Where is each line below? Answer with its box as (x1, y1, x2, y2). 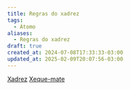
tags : (7, 17, 23, 24)
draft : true (7, 43, 42, 50)
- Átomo (13, 23, 36, 30)
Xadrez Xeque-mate (7, 75, 65, 83)
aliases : (7, 29, 33, 37)
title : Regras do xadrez (7, 10, 80, 17)
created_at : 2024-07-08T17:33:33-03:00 (7, 50, 124, 57)
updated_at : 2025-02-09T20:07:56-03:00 (7, 56, 124, 63)
